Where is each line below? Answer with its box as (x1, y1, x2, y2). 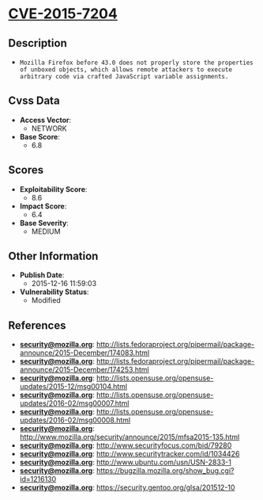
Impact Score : (19, 201, 67, 211)
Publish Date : (19, 270, 65, 280)
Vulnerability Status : (19, 287, 89, 297)
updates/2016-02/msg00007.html (19, 399, 130, 408)
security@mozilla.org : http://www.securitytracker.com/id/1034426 (19, 449, 240, 459)
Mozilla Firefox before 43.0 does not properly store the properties (19, 59, 254, 67)
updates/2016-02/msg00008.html (19, 415, 131, 425)
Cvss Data (8, 94, 61, 108)
